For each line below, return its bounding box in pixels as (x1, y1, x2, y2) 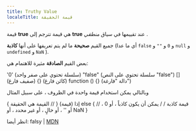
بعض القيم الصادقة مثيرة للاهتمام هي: (6, 60, 89, 67)
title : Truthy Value (6, 8, 58, 15)
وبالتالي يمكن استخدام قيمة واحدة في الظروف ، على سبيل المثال (6, 89, 149, 96)
